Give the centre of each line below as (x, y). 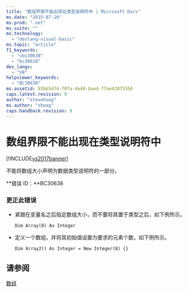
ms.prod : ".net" (26, 23)
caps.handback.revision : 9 (39, 111)
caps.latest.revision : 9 (37, 94)
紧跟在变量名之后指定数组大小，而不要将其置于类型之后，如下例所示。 (100, 214)
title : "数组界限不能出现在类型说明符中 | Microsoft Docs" (73, 12)
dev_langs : (19, 67)
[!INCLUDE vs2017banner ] (37, 159)
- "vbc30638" (27, 56)
